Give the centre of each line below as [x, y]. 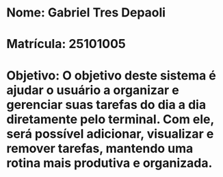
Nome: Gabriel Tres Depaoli [86, 13]
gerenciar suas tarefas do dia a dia [106, 105]
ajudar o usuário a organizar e [93, 90]
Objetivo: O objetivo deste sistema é [112, 75]
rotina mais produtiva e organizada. [109, 163]
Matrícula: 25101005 [66, 44]
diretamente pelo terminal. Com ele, [110, 119]
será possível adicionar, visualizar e [110, 133]
